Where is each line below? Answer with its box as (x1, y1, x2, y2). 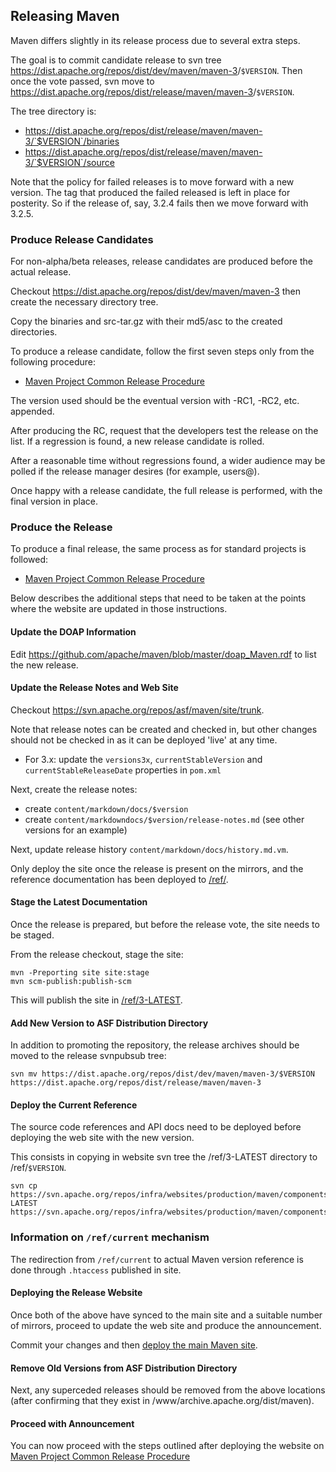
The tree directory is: (10, 105, 97, 117)
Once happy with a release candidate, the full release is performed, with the (10, 485, 323, 497)
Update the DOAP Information (10, 626, 137, 638)
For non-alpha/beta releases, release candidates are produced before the (10, 255, 313, 268)
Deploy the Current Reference (10, 1099, 138, 1111)
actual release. (10, 266, 72, 278)
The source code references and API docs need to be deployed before (10, 1121, 302, 1133)
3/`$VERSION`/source (24, 156, 115, 168)
